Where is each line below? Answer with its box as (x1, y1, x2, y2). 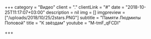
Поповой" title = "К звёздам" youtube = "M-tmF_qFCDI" (4, 20, 121, 26)
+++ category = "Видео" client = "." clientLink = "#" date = (4, 4, 125, 10)
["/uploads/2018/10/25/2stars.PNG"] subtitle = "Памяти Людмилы (4, 15, 141, 20)
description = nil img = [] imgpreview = (46, 9, 126, 15)
